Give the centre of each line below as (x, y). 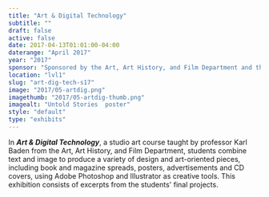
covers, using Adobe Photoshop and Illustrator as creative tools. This (122, 175)
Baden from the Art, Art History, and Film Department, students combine (127, 150)
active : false (32, 38)
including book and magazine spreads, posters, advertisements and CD (126, 167)
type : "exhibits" (37, 120)
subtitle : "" (30, 23)
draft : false (30, 30)
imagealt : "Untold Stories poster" (69, 104)
